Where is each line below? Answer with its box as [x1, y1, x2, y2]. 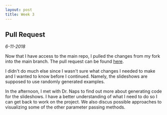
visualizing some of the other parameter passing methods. [5, 104, 125, 110]
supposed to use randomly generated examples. [5, 79, 105, 85]
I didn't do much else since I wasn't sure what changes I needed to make [5, 68, 155, 74]
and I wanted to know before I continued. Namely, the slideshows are [5, 73, 147, 80]
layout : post [5, 7, 32, 12]
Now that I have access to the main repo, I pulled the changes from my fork [5, 53, 160, 59]
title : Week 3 [5, 12, 35, 17]
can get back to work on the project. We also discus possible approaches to [5, 99, 162, 105]
